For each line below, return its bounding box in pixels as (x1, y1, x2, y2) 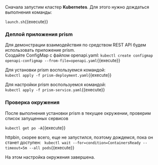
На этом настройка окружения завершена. (5, 154, 95, 160)
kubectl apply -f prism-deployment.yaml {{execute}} (5, 72, 112, 78)
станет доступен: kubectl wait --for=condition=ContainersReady (5, 139, 141, 145)
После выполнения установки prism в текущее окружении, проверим (5, 110, 151, 116)
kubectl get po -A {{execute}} (5, 124, 66, 131)
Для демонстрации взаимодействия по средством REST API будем (5, 42, 146, 48)
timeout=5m (5, 145, 27, 150)
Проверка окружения (5, 99, 60, 106)
